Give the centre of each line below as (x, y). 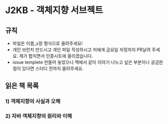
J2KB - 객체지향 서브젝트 (54, 10)
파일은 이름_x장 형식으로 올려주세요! (47, 43)
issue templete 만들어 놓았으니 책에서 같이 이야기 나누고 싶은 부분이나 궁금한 (88, 62)
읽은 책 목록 (22, 86)
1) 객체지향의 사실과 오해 (33, 101)
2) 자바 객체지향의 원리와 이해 (39, 116)
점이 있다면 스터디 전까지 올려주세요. (48, 69)
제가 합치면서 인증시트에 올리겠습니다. (56, 56)
